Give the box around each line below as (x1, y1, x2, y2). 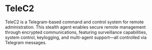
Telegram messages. (5, 39, 47, 45)
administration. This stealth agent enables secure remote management (5, 24, 146, 30)
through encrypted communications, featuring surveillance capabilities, (5, 29, 148, 35)
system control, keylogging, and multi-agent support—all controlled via (5, 34, 147, 40)
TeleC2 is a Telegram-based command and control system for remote (5, 19, 144, 25)
